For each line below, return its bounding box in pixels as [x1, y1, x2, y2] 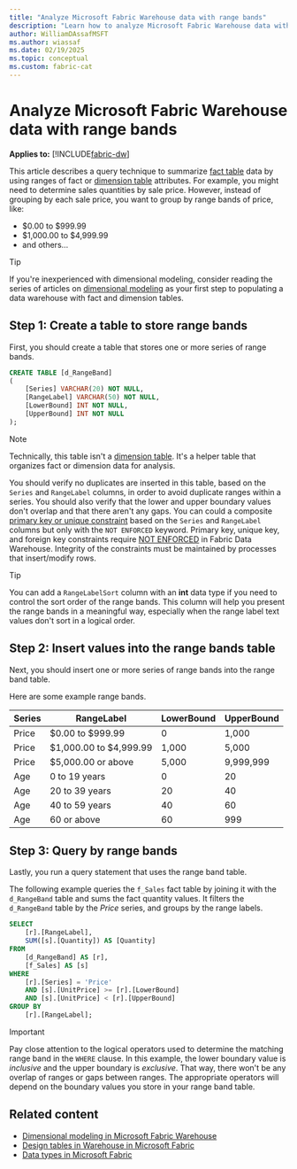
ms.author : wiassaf [9, 37, 81, 47]
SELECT [9, 920, 34, 929]
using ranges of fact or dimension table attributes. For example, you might [9, 174, 279, 186]
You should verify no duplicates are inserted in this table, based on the [9, 477, 267, 488]
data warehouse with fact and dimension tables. [9, 292, 184, 303]
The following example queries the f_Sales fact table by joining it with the [9, 884, 277, 894]
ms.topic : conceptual [9, 54, 89, 63]
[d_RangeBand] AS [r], [25, 953, 109, 962]
